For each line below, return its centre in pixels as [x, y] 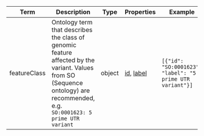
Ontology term [72, 22]
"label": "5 [179, 73]
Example [182, 12]
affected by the [73, 60]
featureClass [28, 73]
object [110, 73]
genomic [64, 45]
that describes [72, 30]
